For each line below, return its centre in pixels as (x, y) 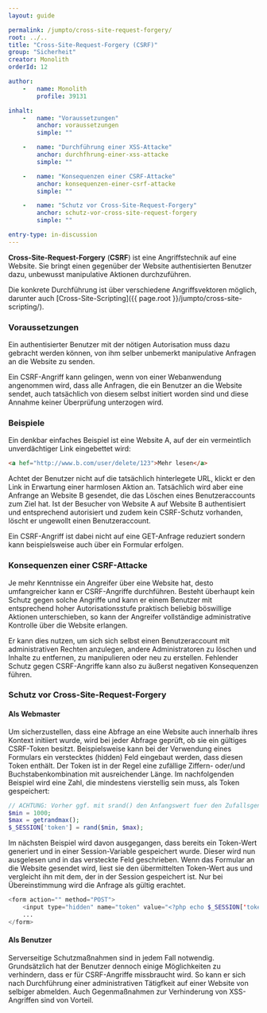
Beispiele (27, 423)
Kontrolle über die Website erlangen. (68, 625)
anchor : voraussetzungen (78, 125)
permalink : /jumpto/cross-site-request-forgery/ (90, 30)
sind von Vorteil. (67, 999)
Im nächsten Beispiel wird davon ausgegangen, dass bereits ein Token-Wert (133, 843)
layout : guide (32, 16)
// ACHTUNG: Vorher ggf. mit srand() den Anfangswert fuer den (115, 805)
